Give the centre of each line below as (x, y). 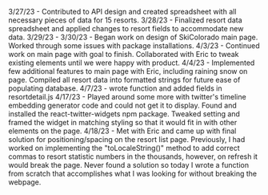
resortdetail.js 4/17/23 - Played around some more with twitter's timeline (127, 97)
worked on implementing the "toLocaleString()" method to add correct (124, 148)
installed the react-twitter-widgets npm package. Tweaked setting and (124, 114)
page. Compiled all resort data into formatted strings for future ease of (124, 80)
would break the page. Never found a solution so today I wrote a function (129, 165)
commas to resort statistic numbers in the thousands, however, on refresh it (133, 156)
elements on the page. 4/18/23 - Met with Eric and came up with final (122, 131)
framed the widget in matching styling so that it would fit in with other (123, 122)
